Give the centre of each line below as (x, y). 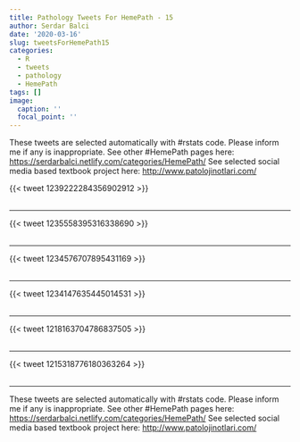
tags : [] (25, 92)
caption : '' (40, 109)
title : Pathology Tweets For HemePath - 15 (92, 17)
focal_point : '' (47, 117)
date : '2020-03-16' (46, 34)
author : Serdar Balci (50, 26)
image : (21, 100)
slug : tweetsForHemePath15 (59, 42)
